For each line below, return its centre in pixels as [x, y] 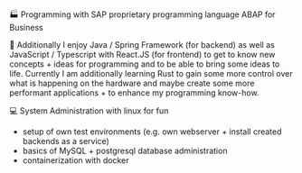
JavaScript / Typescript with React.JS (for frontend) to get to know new [142, 55]
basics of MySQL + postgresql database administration [125, 150]
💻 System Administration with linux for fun [89, 111]
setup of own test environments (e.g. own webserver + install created [152, 132]
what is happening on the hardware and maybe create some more [132, 83]
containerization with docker [75, 160]
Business [26, 27]
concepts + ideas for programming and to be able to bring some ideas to [145, 64]
